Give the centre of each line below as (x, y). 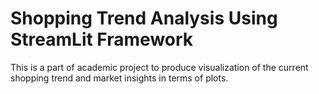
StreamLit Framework (102, 39)
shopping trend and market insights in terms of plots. (119, 78)
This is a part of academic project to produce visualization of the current (159, 67)
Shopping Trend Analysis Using (144, 18)
